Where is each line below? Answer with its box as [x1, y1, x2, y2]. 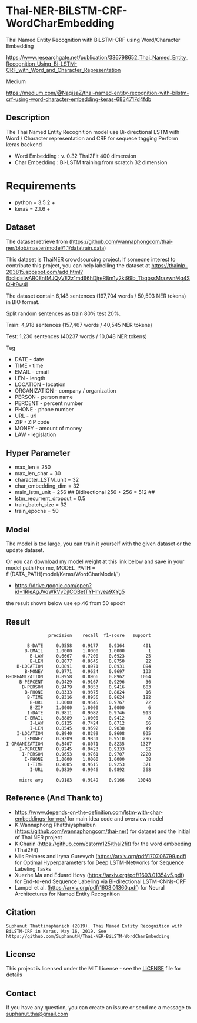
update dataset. [6, 547, 44, 554]
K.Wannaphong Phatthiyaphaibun [14, 821, 96, 828]
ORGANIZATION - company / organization [14, 387, 116, 394]
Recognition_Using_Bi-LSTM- [6, 60, 78, 67]
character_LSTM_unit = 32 [14, 476, 79, 483]
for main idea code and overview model [67, 815, 163, 822]
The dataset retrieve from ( [6, 238, 72, 245]
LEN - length [14, 374, 46, 381]
